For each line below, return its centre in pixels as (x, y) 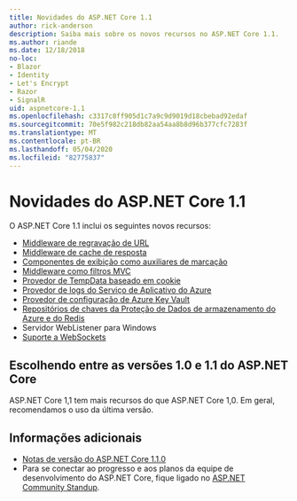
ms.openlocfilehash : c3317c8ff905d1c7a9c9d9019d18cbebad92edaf (129, 116)
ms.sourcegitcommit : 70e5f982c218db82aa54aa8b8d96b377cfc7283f (129, 125)
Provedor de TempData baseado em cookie (102, 281)
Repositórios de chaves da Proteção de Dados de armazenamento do (149, 309)
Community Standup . (61, 488)
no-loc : (23, 59)
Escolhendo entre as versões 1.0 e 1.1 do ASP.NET (149, 365)
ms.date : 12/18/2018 (47, 51)
